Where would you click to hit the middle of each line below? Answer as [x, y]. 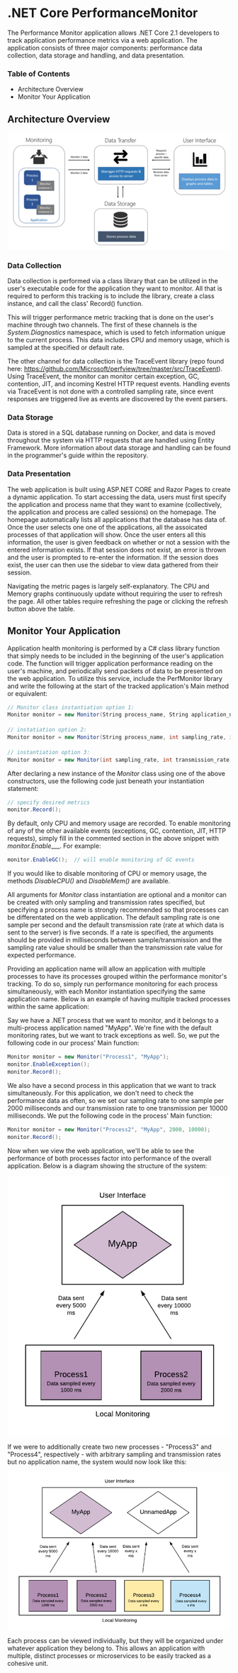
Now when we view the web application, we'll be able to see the [101, 1150]
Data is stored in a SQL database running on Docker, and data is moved [112, 433]
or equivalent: [28, 693]
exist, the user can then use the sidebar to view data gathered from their [113, 565]
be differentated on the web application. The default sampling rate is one [114, 917]
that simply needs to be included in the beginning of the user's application [116, 655]
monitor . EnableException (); [49, 1064]
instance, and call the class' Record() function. [75, 304]
